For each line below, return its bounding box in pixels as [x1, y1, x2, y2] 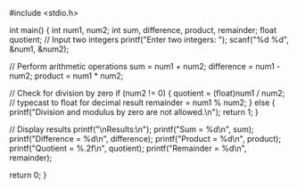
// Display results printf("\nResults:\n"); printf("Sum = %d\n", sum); [9, 124, 254, 135]
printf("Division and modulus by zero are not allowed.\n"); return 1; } [9, 107, 259, 117]
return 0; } [9, 169, 47, 180]
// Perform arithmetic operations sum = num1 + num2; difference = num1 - [9, 62, 281, 71]
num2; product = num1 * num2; [9, 70, 124, 81]
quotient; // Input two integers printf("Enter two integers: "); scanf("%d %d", [9, 35, 290, 45]
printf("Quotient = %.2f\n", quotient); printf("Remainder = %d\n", [9, 143, 247, 153]
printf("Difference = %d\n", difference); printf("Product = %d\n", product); [9, 134, 282, 144]
